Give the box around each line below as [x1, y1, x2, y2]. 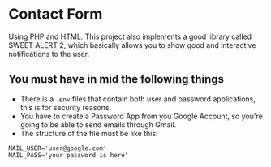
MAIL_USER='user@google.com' [8, 143, 107, 152]
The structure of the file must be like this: [19, 128, 158, 138]
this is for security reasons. [19, 102, 112, 112]
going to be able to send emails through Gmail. [19, 119, 177, 130]
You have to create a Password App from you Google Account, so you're [19, 111, 264, 121]
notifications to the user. [8, 49, 90, 58]
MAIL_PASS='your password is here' [8, 151, 129, 159]
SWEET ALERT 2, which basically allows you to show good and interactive [8, 40, 256, 49]
